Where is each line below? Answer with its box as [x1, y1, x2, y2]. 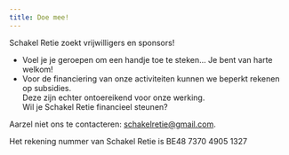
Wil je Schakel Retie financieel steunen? [21, 101, 168, 112]
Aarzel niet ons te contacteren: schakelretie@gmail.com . [9, 119, 216, 129]
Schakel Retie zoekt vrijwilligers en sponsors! [9, 37, 175, 48]
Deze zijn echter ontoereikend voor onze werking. [21, 92, 205, 103]
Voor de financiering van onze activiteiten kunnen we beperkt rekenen [21, 73, 280, 84]
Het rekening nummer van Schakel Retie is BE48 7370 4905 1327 [9, 136, 247, 146]
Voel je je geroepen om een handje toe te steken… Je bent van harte [21, 54, 273, 65]
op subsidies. [21, 82, 72, 93]
